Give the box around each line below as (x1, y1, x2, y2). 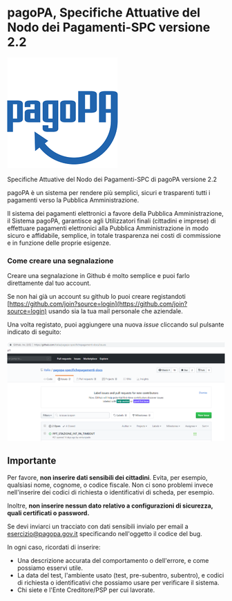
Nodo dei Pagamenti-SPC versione (7, 19, 211, 35)
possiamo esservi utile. (17, 564, 84, 572)
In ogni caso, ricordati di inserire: (7, 543, 101, 551)
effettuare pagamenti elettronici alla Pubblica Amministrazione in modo (7, 223, 209, 232)
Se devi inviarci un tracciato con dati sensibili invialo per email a (7, 522, 188, 530)
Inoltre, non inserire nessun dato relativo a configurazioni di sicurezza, (7, 501, 213, 510)
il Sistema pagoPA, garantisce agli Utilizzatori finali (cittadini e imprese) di (7, 216, 216, 225)
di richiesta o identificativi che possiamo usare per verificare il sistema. (17, 578, 220, 586)
